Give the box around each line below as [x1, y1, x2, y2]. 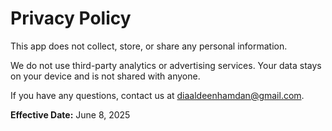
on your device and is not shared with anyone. [10, 70, 201, 82]
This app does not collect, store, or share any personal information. [10, 40, 288, 52]
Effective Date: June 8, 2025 [10, 108, 131, 121]
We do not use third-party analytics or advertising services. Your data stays [10, 59, 322, 71]
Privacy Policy [10, 7, 132, 30]
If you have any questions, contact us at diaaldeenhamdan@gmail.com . [10, 89, 305, 101]
